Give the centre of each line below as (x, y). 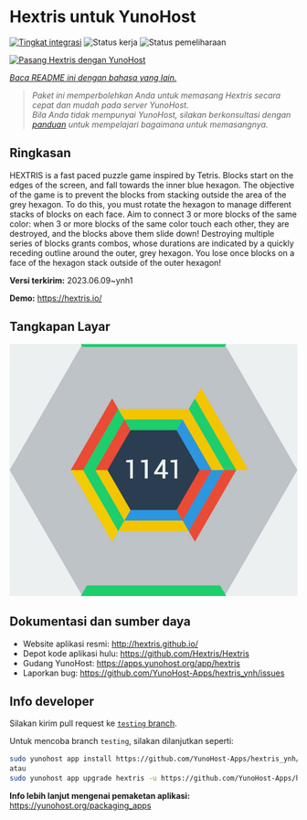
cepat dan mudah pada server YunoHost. (110, 105)
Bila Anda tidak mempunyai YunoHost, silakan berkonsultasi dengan (161, 114)
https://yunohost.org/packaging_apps (80, 805)
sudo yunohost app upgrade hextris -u (83, 779)
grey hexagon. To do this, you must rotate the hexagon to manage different (151, 204)
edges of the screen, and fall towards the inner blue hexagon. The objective (152, 185)
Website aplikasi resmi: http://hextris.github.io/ (111, 644)
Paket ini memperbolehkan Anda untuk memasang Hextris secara (156, 95)
